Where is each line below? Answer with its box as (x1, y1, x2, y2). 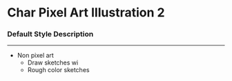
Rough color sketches (27, 66, 90, 74)
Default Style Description (7, 30, 94, 39)
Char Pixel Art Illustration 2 (7, 5, 165, 21)
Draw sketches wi (27, 58, 79, 67)
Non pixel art (17, 51, 54, 60)
